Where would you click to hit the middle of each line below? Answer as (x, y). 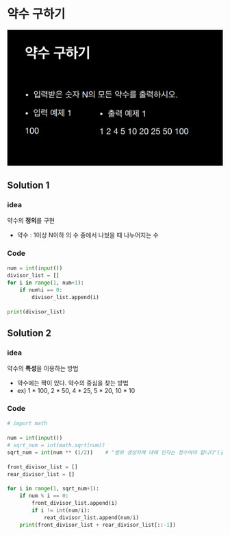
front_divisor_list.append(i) (75, 503)
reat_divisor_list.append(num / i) (91, 518)
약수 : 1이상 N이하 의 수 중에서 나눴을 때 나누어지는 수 (88, 235)
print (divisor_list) (37, 312)
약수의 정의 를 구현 (31, 221)
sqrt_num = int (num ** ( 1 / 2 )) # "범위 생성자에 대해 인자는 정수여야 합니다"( (114, 452)
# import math (27, 424)
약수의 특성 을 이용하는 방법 (43, 368)
